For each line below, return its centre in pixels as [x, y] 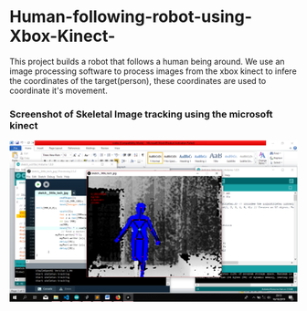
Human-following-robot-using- [131, 17]
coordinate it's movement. [58, 90]
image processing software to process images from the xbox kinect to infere [153, 71]
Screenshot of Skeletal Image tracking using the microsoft [141, 114]
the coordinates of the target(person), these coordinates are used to [138, 80]
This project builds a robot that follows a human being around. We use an [147, 61]
